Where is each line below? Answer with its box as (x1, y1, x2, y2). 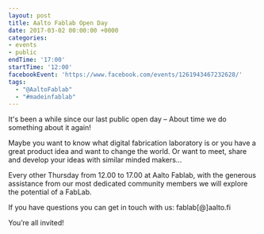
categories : (8, 33, 48, 42)
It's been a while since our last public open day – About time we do (8, 114, 228, 124)
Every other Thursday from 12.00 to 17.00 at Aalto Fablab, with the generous (8, 171, 256, 180)
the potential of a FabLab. (8, 187, 93, 197)
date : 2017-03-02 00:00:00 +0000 (8, 26, 119, 34)
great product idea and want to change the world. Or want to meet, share (8, 147, 247, 156)
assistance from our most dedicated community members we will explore (8, 179, 248, 189)
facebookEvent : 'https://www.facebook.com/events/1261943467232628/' (8, 71, 243, 79)
